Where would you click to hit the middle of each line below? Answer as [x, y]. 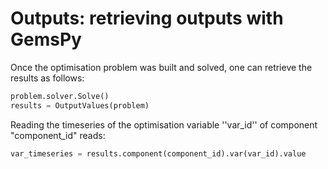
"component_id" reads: [58, 135]
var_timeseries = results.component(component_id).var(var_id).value [158, 153]
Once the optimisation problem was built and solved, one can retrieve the [161, 67]
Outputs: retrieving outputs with [147, 18]
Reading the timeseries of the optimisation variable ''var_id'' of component [164, 124]
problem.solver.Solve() [60, 96]
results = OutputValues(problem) [80, 105]
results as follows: [47, 78]
